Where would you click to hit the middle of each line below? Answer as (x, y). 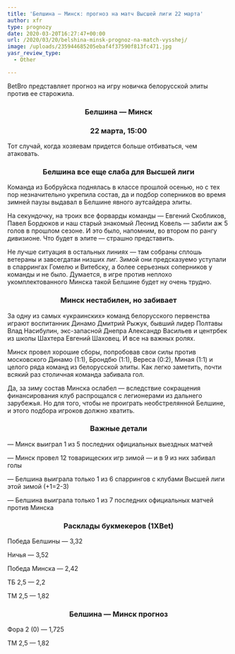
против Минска (31, 507)
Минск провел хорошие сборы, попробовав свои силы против (102, 352)
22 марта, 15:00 (119, 131)
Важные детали (119, 429)
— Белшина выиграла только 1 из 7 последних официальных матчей (110, 500)
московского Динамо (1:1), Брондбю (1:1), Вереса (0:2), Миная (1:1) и (110, 359)
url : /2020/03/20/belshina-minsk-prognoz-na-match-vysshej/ (98, 40)
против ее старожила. (41, 93)
